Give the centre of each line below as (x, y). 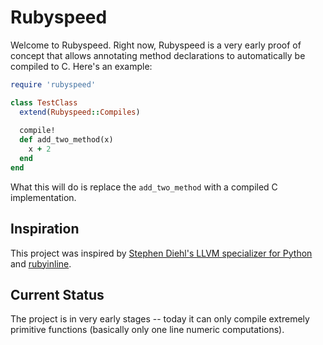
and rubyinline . (41, 263)
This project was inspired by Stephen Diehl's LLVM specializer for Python (161, 253)
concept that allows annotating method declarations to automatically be (158, 55)
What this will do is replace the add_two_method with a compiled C (144, 187)
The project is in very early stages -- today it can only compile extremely (160, 319)
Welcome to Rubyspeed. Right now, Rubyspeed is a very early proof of (156, 45)
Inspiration (45, 229)
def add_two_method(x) (66, 140)
